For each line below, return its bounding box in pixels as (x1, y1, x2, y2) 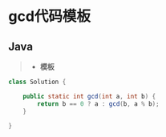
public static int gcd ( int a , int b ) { (22, 92, 156, 100)
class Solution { (8, 78, 67, 86)
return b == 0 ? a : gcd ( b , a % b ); (37, 99, 160, 108)
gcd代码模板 (8, 7, 91, 26)
